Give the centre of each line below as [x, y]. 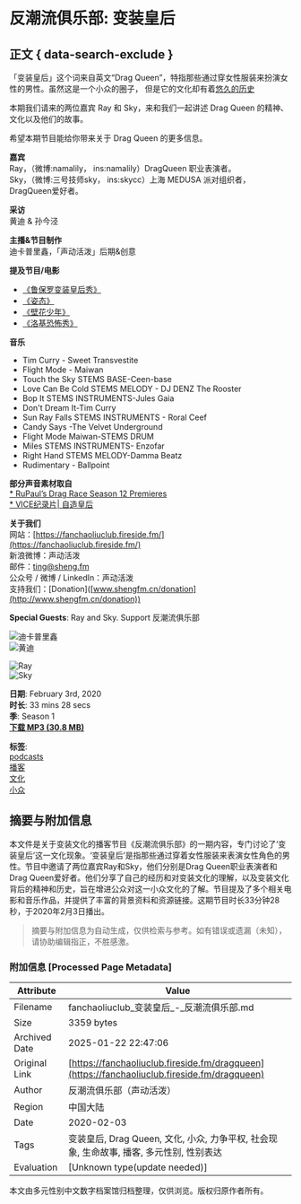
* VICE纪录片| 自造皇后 [52, 504]
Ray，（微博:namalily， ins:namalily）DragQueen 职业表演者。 [123, 168]
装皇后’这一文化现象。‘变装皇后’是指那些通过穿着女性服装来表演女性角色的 [146, 855]
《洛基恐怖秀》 [50, 323]
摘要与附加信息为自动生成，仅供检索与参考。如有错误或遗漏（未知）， [159, 930]
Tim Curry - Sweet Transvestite [80, 360]
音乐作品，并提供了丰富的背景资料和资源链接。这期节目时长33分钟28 [152, 900]
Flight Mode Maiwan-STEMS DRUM [88, 436]
